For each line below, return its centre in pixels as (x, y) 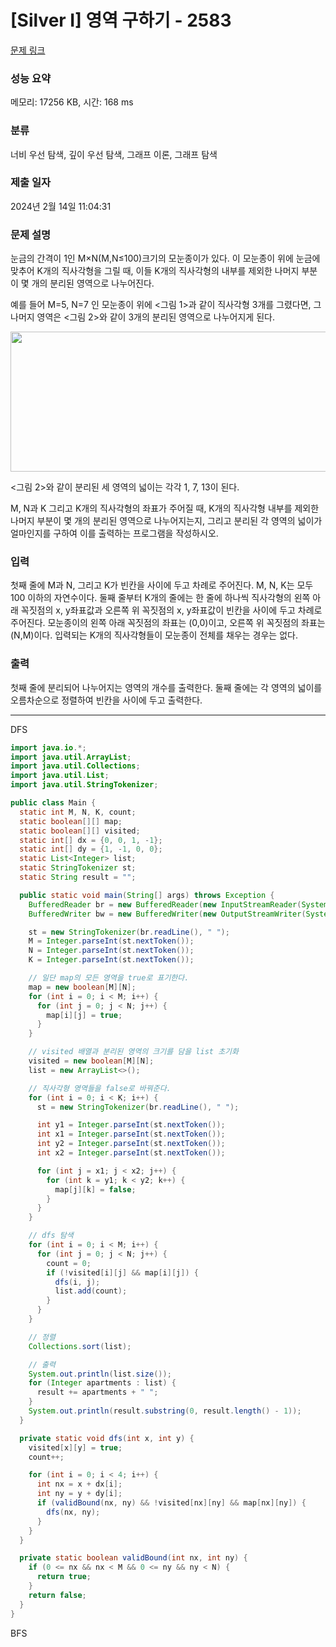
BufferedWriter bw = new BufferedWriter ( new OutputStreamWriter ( (167, 914)
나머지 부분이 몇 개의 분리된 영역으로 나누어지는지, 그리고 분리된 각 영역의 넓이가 (166, 521)
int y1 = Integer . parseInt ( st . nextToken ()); (131, 1125)
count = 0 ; (69, 1263)
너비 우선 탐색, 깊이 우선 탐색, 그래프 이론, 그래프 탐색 (114, 154)
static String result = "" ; (78, 877)
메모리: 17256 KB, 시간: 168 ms (72, 102)
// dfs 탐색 (51, 1236)
